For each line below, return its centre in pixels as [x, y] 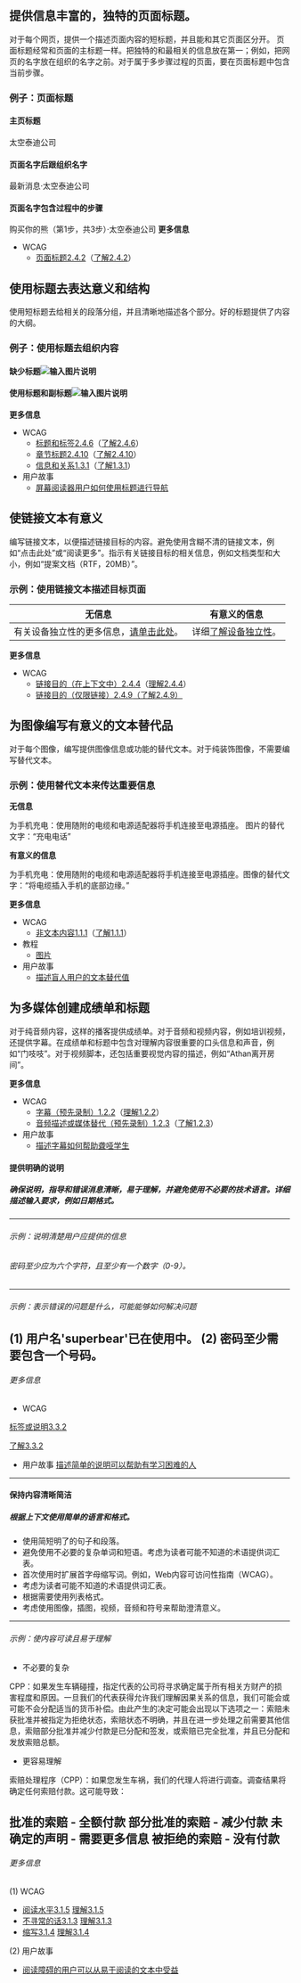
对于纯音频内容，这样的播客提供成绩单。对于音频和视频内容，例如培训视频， [150, 1031]
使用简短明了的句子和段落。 [73, 1541]
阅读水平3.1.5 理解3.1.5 [63, 1910]
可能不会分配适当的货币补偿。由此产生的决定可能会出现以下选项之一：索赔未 [150, 1708]
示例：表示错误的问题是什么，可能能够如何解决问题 [103, 1306]
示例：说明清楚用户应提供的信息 [68, 1236]
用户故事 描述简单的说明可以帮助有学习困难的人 [109, 1464]
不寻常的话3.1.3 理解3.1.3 [67, 1921]
